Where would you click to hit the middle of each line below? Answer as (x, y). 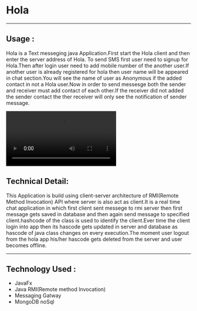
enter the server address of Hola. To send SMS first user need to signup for (97, 59)
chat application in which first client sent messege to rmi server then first (94, 208)
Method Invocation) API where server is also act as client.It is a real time (93, 201)
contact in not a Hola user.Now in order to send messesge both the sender (96, 84)
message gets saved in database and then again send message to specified (98, 214)
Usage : (21, 39)
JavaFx (23, 283)
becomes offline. (26, 245)
